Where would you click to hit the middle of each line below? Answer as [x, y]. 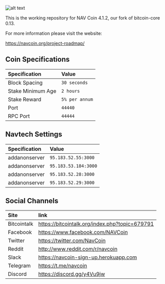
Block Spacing [25, 82]
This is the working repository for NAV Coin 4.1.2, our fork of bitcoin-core [83, 18]
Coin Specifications [38, 59]
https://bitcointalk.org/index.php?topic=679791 [96, 224]
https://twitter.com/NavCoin [72, 241]
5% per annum [77, 99]
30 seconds [75, 83]
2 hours [71, 91]
